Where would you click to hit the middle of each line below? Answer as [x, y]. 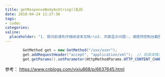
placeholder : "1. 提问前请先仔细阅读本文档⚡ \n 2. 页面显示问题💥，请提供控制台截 [84, 37]
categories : [17, 28]
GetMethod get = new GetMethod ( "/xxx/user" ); [70, 50]
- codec [13, 23]
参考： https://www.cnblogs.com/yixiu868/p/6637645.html [65, 69]
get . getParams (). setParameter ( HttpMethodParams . [73, 59]
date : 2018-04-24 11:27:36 [33, 14]
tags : [11, 19]
